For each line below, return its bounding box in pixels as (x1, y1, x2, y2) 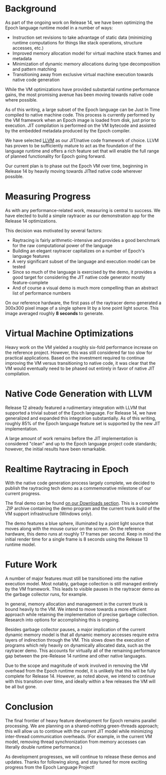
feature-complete (12, 279, 49, 285)
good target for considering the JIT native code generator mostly (12, 274, 145, 280)
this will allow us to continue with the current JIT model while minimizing (5, 728, 153, 734)
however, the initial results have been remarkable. (5, 446, 107, 452)
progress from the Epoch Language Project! (5, 764, 95, 770)
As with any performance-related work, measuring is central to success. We (5, 207, 161, 213)
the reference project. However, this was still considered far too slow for (5, 349, 153, 355)
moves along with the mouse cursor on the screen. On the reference (5, 526, 145, 532)
